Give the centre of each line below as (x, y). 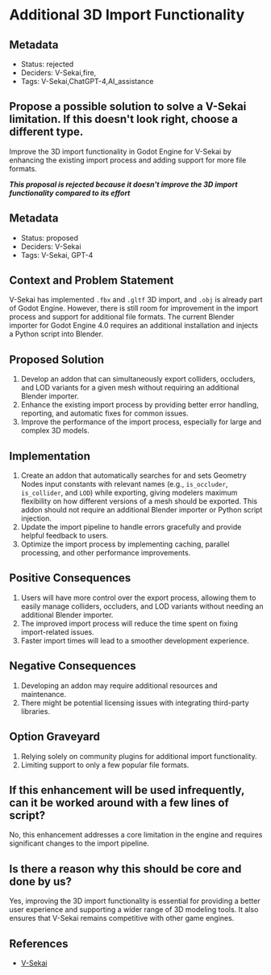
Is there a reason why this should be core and (125, 869)
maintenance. (44, 694)
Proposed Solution (56, 359)
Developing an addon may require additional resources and (119, 686)
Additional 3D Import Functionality (127, 15)
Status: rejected (47, 64)
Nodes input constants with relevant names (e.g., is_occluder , (124, 484)
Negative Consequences (73, 666)
